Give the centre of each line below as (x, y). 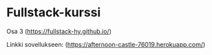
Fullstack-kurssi (54, 13)
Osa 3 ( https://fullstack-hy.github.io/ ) (59, 31)
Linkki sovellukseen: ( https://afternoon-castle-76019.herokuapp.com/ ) (106, 44)
